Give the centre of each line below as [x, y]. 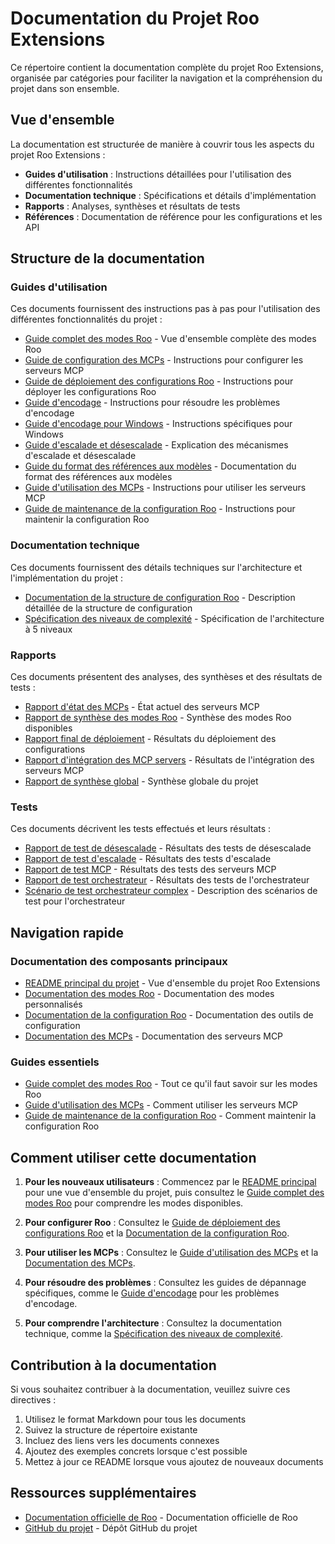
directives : [33, 1399]
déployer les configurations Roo [90, 392]
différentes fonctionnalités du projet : [86, 319]
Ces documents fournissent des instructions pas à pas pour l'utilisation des [165, 309]
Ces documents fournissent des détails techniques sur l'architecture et [156, 567]
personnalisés [53, 1004]
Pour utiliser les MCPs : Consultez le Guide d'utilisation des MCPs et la [171, 1253]
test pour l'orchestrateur [75, 901]
